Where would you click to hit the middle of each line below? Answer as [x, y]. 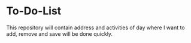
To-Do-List [34, 11]
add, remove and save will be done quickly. [59, 33]
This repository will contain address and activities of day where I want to [95, 27]
